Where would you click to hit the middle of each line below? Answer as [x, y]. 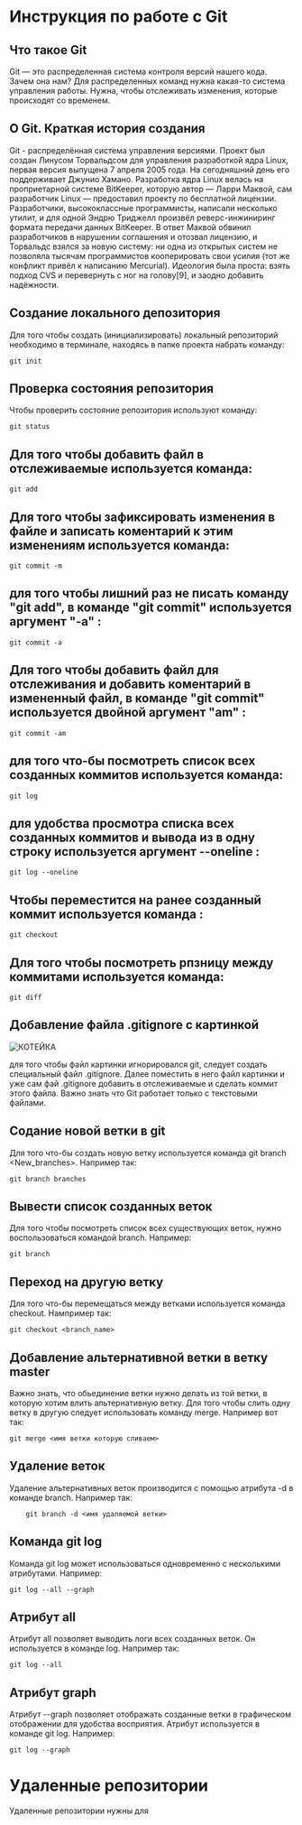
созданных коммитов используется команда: [146, 775]
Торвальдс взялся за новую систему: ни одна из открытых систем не [143, 246]
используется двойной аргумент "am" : [128, 713]
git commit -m [36, 566]
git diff [26, 997]
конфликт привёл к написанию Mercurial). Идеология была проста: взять [150, 265]
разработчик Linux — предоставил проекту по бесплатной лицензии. [143, 198]
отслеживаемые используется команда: [131, 468]
